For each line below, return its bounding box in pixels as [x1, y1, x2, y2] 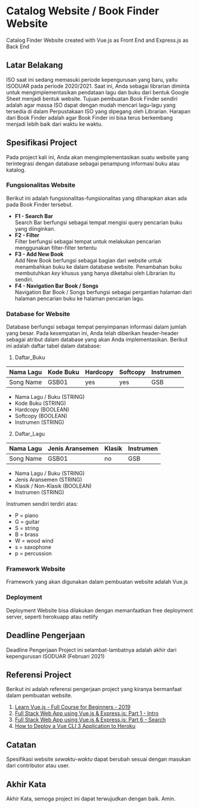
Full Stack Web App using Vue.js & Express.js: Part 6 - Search [14, 716, 166, 723]
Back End [6, 43, 30, 50]
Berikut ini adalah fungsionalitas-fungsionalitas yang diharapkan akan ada [6, 194, 187, 202]
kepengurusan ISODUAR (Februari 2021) [6, 652, 105, 660]
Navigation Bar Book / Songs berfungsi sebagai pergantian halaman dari [14, 288, 192, 296]
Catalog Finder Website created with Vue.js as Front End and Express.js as [6, 36, 189, 44]
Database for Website [6, 309, 70, 318]
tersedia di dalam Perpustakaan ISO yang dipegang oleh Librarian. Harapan [6, 107, 191, 114]
